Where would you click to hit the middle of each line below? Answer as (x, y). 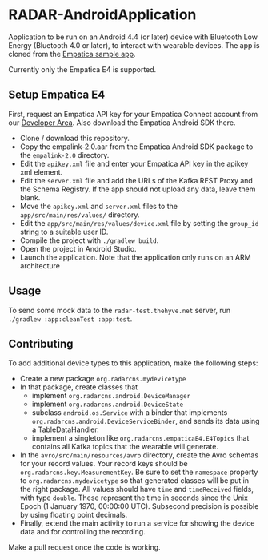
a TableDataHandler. (65, 429)
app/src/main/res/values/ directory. (80, 215)
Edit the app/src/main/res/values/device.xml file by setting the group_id (139, 223)
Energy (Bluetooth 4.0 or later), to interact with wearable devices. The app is (134, 45)
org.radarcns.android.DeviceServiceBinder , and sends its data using (146, 421)
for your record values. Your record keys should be (104, 464)
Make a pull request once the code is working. (85, 547)
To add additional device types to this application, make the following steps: (133, 363)
